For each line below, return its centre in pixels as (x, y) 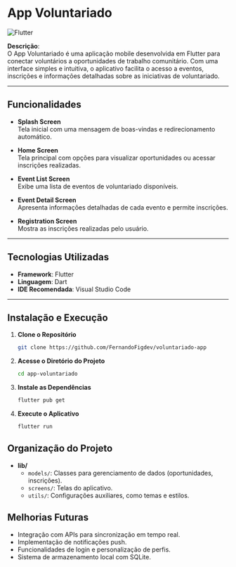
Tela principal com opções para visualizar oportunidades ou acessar (116, 158)
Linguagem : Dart (42, 281)
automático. (35, 136)
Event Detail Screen (47, 200)
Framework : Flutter (46, 274)
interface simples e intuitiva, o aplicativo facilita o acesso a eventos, (106, 68)
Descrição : (24, 46)
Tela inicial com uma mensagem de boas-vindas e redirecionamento (116, 129)
